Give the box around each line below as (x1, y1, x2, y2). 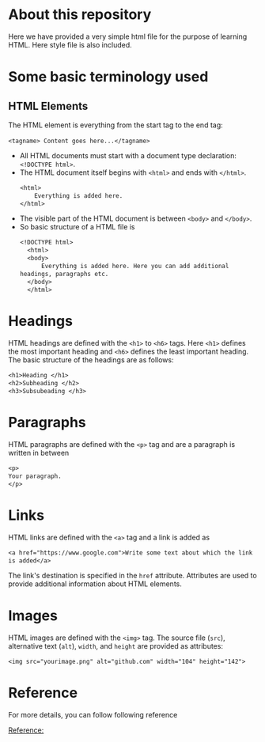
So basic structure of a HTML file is (19, 221, 136, 231)
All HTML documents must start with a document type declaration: (19, 150, 237, 160)
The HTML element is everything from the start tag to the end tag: (8, 120, 223, 130)
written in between (8, 448, 70, 457)
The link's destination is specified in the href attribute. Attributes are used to (8, 570, 257, 580)
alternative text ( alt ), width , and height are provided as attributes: (8, 641, 224, 650)
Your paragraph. (8, 472, 62, 480)
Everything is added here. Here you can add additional (40, 262, 229, 270)
